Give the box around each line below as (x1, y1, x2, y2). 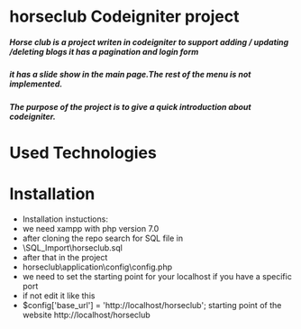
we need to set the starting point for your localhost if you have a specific (22, 270, 293, 281)
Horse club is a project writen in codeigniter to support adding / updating (9, 36, 289, 47)
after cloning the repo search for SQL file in (22, 233, 183, 243)
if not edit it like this (22, 290, 96, 301)
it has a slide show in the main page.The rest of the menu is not (9, 69, 251, 80)
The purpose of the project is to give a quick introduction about (9, 101, 251, 112)
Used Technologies (9, 142, 158, 163)
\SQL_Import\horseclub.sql (22, 242, 123, 253)
